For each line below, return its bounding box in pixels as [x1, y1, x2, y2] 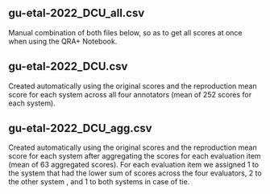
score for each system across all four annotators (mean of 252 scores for [8, 89, 252, 99]
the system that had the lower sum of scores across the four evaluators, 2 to [8, 168, 262, 178]
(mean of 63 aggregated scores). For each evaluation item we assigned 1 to [8, 160, 260, 170]
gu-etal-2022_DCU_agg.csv [8, 122, 152, 135]
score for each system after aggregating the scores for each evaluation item [8, 151, 261, 161]
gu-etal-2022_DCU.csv [8, 60, 128, 73]
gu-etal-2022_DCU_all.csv [8, 6, 145, 20]
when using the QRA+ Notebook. [8, 36, 118, 46]
